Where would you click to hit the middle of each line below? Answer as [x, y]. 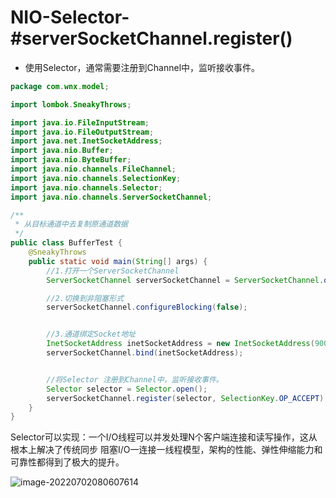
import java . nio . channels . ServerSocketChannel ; [111, 197]
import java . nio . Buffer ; [62, 151]
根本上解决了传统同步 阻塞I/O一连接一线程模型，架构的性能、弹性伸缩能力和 [166, 450]
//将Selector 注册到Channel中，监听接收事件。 [135, 379]
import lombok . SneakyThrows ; [71, 104]
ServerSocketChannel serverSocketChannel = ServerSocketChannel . [185, 280]
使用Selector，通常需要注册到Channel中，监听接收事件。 [142, 67]
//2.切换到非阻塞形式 [85, 298]
